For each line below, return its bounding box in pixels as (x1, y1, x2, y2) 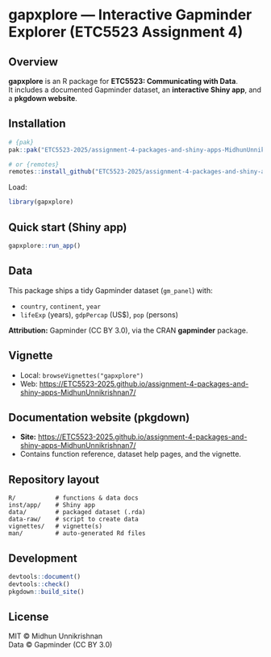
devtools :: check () (8, 580, 70, 588)
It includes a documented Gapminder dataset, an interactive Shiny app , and (8, 85, 262, 94)
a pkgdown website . (8, 94, 78, 103)
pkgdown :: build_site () (8, 588, 85, 596)
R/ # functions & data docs (8, 494, 139, 502)
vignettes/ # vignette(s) (8, 522, 103, 530)
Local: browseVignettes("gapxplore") (19, 370, 144, 380)
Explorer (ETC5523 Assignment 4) (8, 23, 244, 41)
